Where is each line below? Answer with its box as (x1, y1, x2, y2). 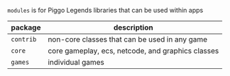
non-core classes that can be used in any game (48, 34, 208, 44)
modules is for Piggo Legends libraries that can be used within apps (7, 6, 204, 14)
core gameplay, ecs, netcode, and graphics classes (48, 46, 219, 56)
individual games (48, 58, 105, 67)
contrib (11, 35, 37, 43)
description (113, 23, 154, 32)
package (11, 23, 41, 32)
